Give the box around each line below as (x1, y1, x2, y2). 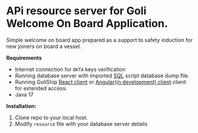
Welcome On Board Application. (6, 17, 168, 30)
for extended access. (14, 84, 67, 91)
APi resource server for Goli (6, 4, 147, 18)
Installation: (6, 102, 37, 109)
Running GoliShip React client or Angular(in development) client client (14, 78, 186, 85)
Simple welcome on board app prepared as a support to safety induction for (6, 36, 193, 43)
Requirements (6, 54, 42, 61)
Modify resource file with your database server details (14, 120, 148, 127)
